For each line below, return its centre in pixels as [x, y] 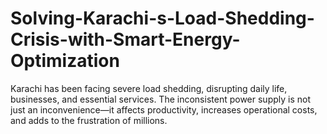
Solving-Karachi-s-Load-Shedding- [162, 18]
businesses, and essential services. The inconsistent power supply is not [160, 99]
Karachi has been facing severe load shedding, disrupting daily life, [149, 88]
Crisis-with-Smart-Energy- [125, 39]
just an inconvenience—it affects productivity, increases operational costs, [164, 109]
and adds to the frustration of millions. [89, 120]
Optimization [65, 61]
